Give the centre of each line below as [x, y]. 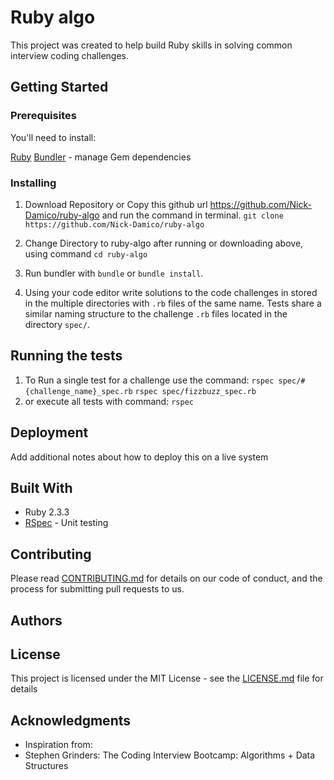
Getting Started [59, 87]
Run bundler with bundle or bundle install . [114, 273]
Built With [41, 487]
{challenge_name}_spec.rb [78, 391]
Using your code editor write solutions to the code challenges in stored [171, 292]
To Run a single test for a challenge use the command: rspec [149, 380]
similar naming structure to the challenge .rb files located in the [156, 313]
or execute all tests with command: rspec [109, 401]
